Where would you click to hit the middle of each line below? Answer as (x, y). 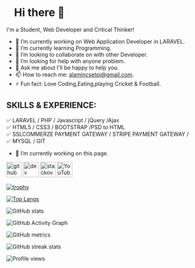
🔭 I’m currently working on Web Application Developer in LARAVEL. (100, 41)
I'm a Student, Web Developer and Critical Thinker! (71, 30)
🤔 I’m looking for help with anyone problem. (70, 61)
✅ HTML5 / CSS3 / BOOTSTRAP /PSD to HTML (66, 127)
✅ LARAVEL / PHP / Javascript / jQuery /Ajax (63, 120)
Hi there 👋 (40, 13)
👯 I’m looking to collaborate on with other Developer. (82, 54)
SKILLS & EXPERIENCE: (52, 105)
